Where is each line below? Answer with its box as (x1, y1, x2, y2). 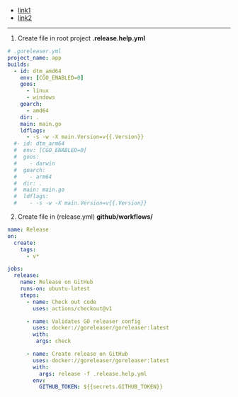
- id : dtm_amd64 (13, 67, 62, 75)
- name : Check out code (25, 298, 97, 305)
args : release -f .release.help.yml (38, 370, 147, 377)
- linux (25, 87, 50, 94)
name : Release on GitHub (20, 278, 93, 286)
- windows (25, 94, 55, 102)
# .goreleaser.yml (7, 48, 62, 55)
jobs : (7, 266, 23, 273)
